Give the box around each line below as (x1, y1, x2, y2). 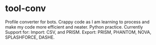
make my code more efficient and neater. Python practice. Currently (5, 24, 143, 30)
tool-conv (5, 3, 46, 14)
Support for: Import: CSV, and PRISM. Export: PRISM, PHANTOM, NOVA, (5, 29, 152, 35)
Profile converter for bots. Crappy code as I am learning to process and (5, 19, 150, 25)
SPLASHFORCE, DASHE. (5, 34, 55, 40)
